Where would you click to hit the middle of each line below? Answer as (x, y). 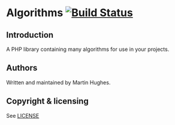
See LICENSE (23, 115)
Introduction (30, 35)
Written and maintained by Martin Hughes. (58, 82)
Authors (22, 68)
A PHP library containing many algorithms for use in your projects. (88, 49)
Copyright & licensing (47, 101)
